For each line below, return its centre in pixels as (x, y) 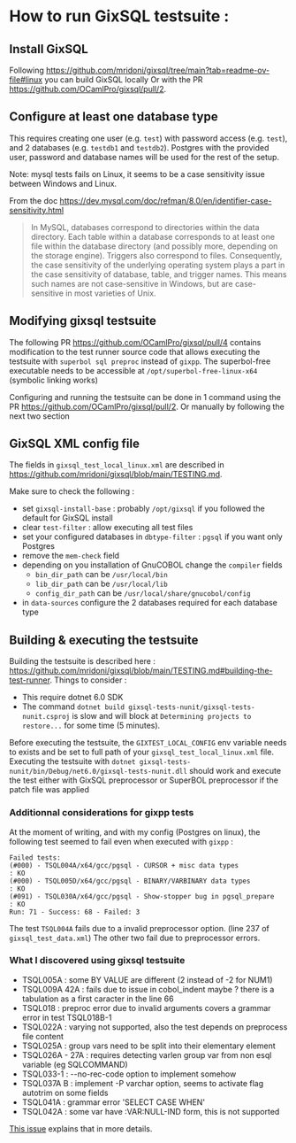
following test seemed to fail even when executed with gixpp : (121, 841)
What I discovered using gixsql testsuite (97, 961)
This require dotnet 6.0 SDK (72, 698)
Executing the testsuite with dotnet (72, 761)
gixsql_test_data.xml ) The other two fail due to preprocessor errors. (135, 938)
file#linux (26, 80)
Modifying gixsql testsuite (83, 321)
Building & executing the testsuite (104, 640)
